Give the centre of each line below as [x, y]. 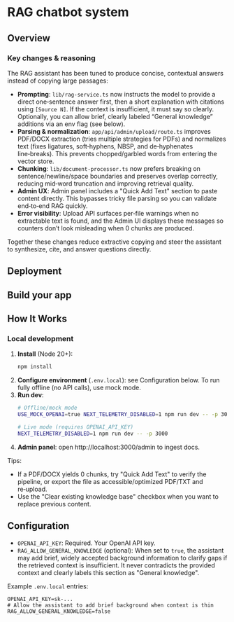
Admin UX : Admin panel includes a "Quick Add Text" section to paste [117, 191]
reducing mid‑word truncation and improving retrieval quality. [105, 184]
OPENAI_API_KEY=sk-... [40, 599]
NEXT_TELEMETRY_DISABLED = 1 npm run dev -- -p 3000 [93, 434]
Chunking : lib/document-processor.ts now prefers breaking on [109, 168]
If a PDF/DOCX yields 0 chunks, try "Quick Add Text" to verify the [112, 474]
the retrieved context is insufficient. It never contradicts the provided [116, 565]
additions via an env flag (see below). [71, 124]
